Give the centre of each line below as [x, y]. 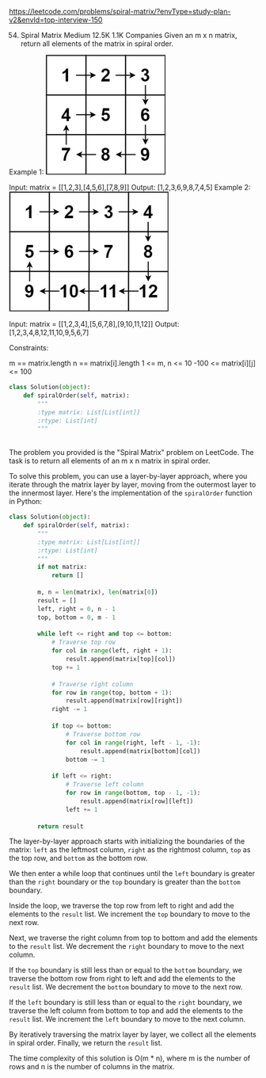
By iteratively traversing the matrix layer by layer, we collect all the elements [133, 1034]
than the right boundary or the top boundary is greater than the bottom [125, 882]
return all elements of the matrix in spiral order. [97, 44]
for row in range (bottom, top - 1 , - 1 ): [133, 793]
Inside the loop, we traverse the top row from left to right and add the [122, 906]
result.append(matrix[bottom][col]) [140, 751]
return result [61, 826]
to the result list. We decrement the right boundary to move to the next [127, 946]
